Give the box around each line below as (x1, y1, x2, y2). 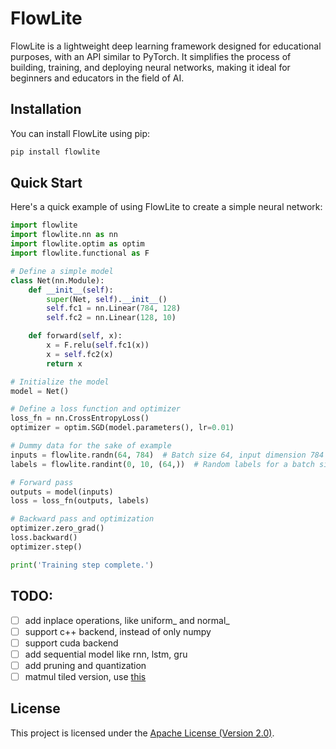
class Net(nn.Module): (10, 275, 105, 286)
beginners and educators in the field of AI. (10, 72, 185, 84)
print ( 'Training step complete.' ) (10, 560, 155, 570)
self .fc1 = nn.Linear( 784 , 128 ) (46, 303, 182, 314)
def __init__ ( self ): (28, 285, 114, 295)
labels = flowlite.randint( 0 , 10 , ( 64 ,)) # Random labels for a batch (10, 459, 315, 469)
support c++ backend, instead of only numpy (24, 625, 212, 637)
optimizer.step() (10, 542, 83, 552)
